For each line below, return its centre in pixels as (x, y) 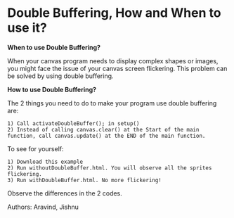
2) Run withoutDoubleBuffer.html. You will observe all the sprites (110, 168)
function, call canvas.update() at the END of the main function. (106, 136)
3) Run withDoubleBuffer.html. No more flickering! (84, 180)
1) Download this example (45, 162)
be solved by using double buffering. (60, 76)
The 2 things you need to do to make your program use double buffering (112, 103)
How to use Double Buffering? (52, 89)
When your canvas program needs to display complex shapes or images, (113, 60)
